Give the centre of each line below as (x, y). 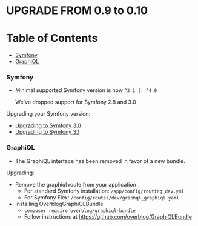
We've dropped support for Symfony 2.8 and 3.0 (75, 102)
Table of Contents (52, 38)
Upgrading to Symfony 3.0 (48, 125)
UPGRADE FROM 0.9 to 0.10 (77, 11)
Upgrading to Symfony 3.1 (47, 132)
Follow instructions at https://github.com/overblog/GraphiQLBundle (108, 216)
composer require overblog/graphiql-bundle (80, 211)
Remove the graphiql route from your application (75, 184)
